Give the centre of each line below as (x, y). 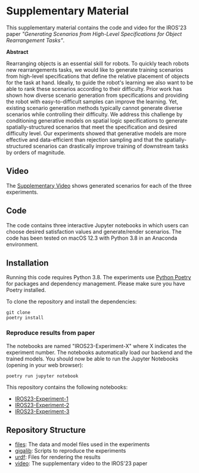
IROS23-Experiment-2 (42, 405)
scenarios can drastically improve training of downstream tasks (111, 146)
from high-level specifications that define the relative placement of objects (98, 76)
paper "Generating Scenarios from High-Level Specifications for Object (94, 33)
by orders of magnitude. (36, 152)
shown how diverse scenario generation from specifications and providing (97, 95)
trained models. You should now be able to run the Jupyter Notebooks (92, 358)
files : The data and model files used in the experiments (82, 444)
